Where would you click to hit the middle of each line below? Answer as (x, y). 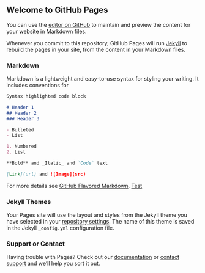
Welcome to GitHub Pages (57, 10)
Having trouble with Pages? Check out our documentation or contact (93, 257)
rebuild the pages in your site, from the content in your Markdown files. (96, 49)
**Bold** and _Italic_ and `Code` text (57, 163)
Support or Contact (36, 244)
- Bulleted (20, 130)
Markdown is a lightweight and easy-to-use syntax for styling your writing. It (102, 79)
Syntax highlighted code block (46, 96)
